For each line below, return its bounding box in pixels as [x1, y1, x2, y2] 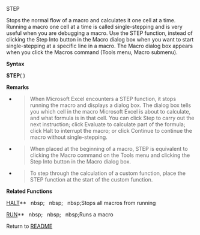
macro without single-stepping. [29, 133, 108, 141]
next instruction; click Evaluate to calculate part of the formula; [29, 121, 186, 128]
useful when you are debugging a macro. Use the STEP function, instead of [6, 29, 193, 37]
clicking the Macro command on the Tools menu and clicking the [29, 151, 190, 159]
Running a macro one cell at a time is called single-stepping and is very [6, 23, 183, 30]
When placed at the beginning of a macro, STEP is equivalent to [29, 145, 188, 152]
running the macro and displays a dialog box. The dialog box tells [29, 102, 191, 109]
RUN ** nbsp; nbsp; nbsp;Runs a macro [6, 211, 114, 218]
